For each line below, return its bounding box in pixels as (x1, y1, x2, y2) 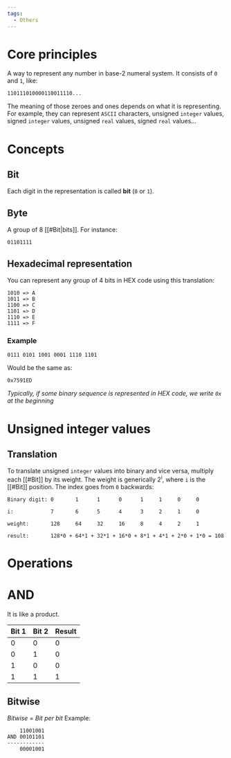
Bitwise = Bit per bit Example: (7, 714, 91, 722)
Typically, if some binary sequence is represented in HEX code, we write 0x (7, 389, 222, 398)
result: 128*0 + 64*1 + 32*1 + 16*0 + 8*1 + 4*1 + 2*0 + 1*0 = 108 (7, 533, 225, 540)
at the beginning (7, 396, 54, 405)
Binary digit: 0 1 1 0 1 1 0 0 (7, 496, 199, 503)
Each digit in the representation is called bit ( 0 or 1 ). (7, 187, 154, 195)
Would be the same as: (7, 364, 73, 372)
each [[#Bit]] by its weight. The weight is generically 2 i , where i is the (7, 474, 206, 484)
